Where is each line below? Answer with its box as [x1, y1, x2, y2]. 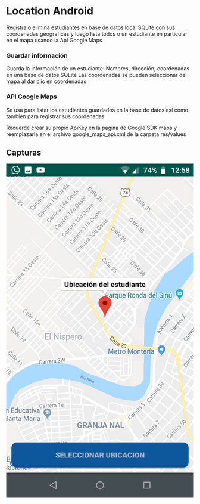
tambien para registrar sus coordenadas [6, 112, 105, 120]
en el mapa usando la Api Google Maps [6, 36, 102, 44]
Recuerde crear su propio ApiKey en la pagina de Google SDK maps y [6, 124, 177, 131]
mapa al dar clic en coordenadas [6, 78, 87, 85]
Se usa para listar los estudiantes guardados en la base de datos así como [6, 106, 189, 113]
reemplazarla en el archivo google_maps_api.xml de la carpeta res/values [6, 130, 186, 138]
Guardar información [6, 51, 68, 60]
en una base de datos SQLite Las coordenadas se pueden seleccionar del [6, 72, 187, 79]
